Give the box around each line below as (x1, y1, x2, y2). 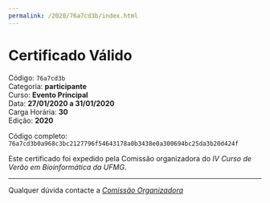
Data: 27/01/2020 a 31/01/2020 (8, 98, 115, 108)
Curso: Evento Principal (8, 90, 88, 99)
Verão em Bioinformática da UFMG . (8, 162, 127, 172)
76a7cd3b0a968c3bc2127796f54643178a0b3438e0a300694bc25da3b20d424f (8, 140, 239, 148)
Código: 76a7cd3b (8, 73, 66, 83)
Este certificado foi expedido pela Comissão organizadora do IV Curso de (8, 153, 252, 163)
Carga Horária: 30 (8, 107, 68, 116)
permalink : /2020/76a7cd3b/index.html (8, 11, 138, 20)
